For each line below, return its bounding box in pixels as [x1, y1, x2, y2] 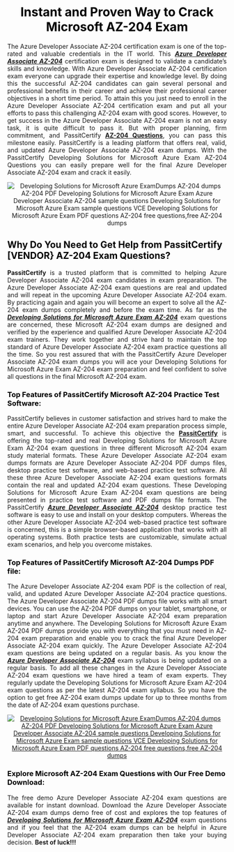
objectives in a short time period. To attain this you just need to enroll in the [7, 94, 227, 102]
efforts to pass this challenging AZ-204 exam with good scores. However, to [7, 109, 227, 117]
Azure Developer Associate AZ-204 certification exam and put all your [7, 101, 227, 110]
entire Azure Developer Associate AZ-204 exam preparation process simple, [7, 421, 227, 430]
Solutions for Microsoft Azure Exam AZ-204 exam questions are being [7, 488, 227, 497]
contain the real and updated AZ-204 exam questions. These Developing [7, 481, 227, 489]
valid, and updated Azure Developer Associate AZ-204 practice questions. [7, 590, 227, 598]
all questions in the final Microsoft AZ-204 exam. [7, 372, 147, 380]
